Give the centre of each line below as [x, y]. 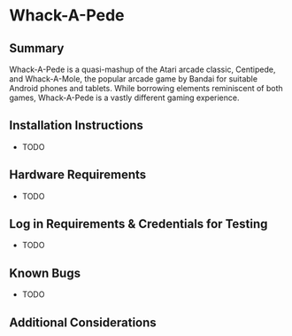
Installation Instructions [77, 125]
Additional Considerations [83, 322]
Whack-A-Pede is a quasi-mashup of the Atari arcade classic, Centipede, [142, 69]
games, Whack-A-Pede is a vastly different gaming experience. [124, 98]
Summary [37, 48]
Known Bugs [45, 273]
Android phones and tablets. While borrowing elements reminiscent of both [146, 88]
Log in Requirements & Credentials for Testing [138, 224]
